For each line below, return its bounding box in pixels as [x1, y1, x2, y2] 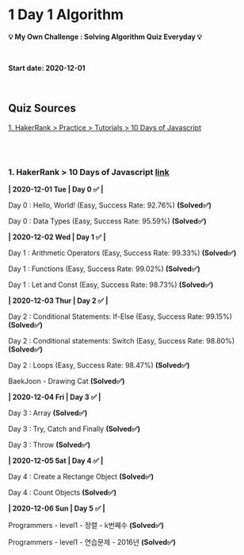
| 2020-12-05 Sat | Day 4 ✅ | [8, 456, 104, 466]
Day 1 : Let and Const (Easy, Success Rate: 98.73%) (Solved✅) [8, 280, 214, 289]
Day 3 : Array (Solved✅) [8, 408, 88, 418]
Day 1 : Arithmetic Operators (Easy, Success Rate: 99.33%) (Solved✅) [8, 248, 237, 258]
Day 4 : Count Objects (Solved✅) [8, 487, 117, 498]
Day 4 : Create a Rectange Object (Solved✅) [8, 472, 154, 482]
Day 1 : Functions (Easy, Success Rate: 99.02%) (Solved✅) [8, 264, 200, 274]
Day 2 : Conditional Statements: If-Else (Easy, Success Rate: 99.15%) [8, 312, 232, 321]
